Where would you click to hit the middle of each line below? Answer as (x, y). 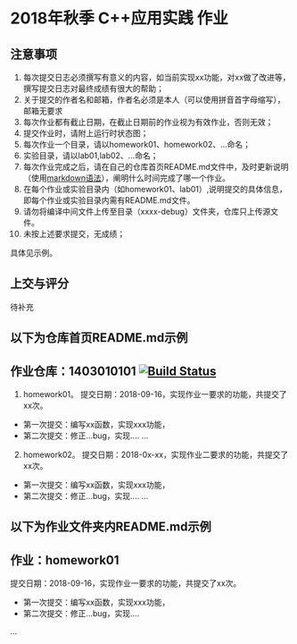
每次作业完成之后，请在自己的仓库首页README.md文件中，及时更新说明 (156, 167)
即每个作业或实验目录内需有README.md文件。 (109, 200)
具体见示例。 (33, 253)
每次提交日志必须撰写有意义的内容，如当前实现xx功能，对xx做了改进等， (157, 77)
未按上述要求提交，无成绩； (74, 234)
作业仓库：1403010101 (73, 371)
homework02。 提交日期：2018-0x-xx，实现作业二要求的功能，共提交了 (156, 455)
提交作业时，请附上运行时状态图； (86, 133)
